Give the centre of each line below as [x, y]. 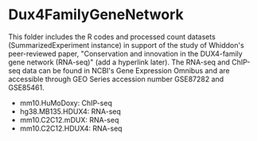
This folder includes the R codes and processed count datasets [112, 37]
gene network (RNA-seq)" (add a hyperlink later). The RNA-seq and [119, 62]
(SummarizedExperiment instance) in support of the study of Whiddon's [126, 45]
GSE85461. [27, 87]
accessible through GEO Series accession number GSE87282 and [116, 79]
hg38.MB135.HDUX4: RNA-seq [70, 111]
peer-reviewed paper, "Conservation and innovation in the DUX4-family [125, 53]
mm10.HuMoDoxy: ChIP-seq [66, 103]
